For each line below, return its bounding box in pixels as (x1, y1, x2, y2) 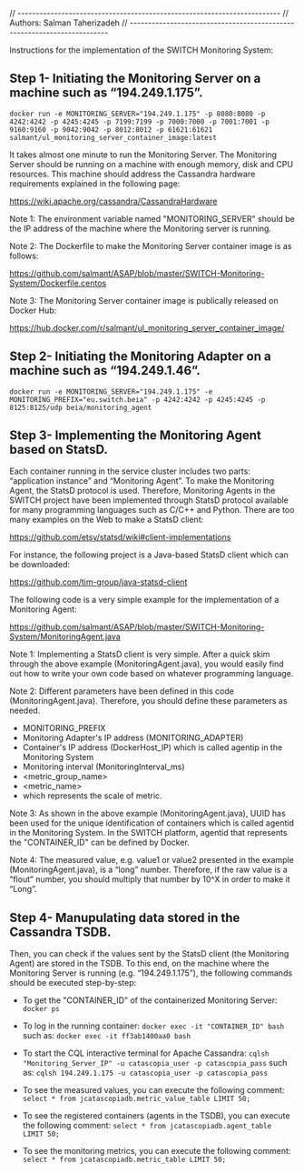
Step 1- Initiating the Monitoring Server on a (9, 71, 261, 86)
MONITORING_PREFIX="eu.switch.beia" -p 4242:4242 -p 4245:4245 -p (9, 395, 266, 404)
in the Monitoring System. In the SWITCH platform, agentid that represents (9, 827, 288, 838)
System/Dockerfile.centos (9, 277, 107, 288)
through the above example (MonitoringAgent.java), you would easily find (9, 658, 284, 669)
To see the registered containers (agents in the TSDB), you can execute (22, 1110, 290, 1121)
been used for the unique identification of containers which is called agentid (9, 817, 295, 828)
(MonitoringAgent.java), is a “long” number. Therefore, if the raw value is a (9, 864, 288, 876)
